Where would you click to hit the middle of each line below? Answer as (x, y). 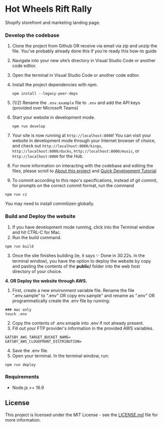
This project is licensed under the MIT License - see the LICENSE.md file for (81, 415)
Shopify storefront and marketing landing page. (53, 22)
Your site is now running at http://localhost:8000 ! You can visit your (81, 135)
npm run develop (29, 126)
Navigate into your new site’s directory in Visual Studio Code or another (84, 61)
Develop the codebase (32, 35)
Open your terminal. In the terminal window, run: (61, 356)
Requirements (22, 377)
